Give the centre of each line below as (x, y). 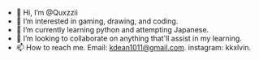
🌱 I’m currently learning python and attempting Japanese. (112, 30)
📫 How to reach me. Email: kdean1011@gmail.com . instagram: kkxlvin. (134, 47)
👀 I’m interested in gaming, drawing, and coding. (97, 21)
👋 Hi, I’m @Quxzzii (47, 13)
